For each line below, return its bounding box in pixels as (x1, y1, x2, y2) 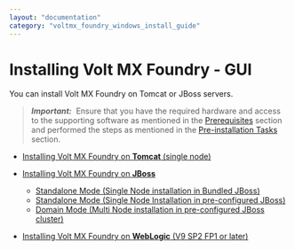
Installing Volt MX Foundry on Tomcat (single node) (21, 152, 211, 162)
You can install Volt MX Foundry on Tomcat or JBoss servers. (9, 89, 234, 99)
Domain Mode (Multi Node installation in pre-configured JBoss (35, 205, 265, 215)
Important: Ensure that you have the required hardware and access (30, 105, 282, 116)
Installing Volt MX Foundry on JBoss (21, 168, 156, 179)
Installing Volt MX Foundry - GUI (9, 59, 252, 80)
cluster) (35, 214, 64, 224)
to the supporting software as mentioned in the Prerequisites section (30, 115, 283, 126)
